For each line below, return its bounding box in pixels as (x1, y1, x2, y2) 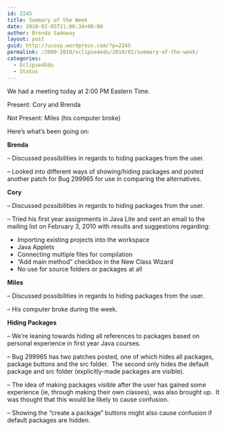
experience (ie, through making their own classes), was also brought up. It (7, 387, 220, 396)
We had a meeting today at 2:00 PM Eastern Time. (7, 87, 150, 95)
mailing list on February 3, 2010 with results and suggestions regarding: (7, 222, 210, 230)
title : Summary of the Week (7, 17, 88, 23)
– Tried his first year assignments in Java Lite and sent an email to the (7, 215, 206, 223)
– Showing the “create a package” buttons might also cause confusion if (7, 408, 213, 416)
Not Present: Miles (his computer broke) (7, 113, 121, 122)
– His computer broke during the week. (7, 305, 118, 313)
